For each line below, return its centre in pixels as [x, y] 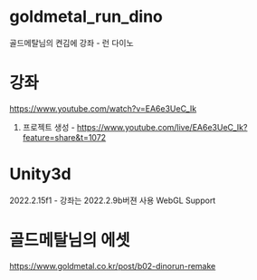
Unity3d [40, 174]
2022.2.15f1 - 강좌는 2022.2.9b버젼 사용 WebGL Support [113, 200]
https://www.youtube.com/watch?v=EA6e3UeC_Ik [103, 108]
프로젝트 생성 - [48, 127]
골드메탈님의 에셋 [70, 240]
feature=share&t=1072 [64, 137]
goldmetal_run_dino [86, 17]
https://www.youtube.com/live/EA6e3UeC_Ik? [162, 127]
